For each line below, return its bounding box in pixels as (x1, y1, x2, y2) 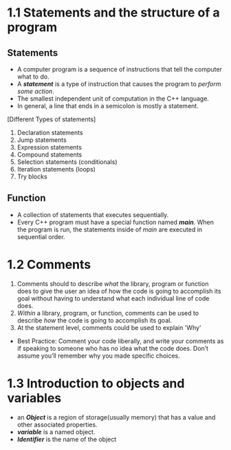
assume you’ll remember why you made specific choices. (16, 351, 180, 360)
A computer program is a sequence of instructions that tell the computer (16, 65, 222, 73)
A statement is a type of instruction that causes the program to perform (16, 80, 221, 88)
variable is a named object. (16, 427, 96, 436)
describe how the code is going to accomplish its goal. (16, 316, 172, 325)
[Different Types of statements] (7, 115, 96, 123)
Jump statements (16, 136, 67, 144)
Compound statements (16, 150, 82, 158)
